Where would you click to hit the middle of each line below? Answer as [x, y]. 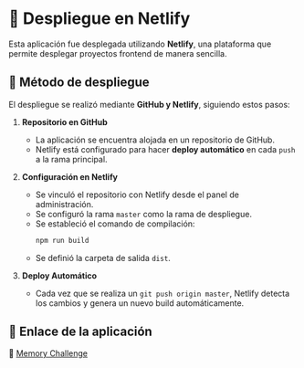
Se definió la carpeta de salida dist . [103, 258]
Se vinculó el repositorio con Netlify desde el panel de [137, 195]
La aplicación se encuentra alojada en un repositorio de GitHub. [155, 140]
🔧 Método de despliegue [79, 83]
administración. [64, 204]
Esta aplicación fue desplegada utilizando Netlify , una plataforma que [140, 44]
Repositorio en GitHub [65, 121]
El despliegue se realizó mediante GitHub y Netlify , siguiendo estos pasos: [149, 104]
